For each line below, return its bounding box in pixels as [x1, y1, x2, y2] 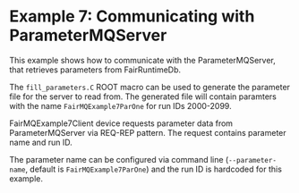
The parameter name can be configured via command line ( [9, 154, 229, 164]
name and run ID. [9, 137, 73, 147]
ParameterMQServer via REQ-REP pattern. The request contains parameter [9, 127, 286, 138]
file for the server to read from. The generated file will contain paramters [9, 91, 278, 102]
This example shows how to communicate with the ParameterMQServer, [9, 55, 276, 65]
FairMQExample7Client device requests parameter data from [9, 118, 234, 129]
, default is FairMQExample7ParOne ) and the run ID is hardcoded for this [25, 164, 282, 174]
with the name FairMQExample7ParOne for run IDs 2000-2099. [9, 100, 232, 111]
